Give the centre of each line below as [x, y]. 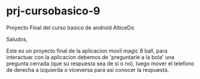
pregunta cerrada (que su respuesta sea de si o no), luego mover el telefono [100, 63]
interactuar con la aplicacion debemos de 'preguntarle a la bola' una [90, 57]
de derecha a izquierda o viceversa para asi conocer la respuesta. [88, 69]
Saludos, [17, 39]
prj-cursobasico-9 [53, 11]
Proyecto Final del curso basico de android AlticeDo [70, 28]
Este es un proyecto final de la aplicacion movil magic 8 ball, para [87, 51]
